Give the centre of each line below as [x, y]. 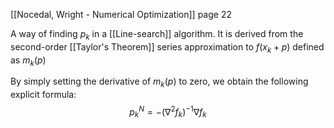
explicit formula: [43, 95]
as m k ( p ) [28, 61]
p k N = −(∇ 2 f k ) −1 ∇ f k [168, 112]
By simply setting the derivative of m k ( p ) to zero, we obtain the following [159, 82]
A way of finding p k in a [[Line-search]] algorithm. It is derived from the [157, 35]
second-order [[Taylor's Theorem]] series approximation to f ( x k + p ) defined [167, 47]
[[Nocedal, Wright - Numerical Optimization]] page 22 [121, 14]
